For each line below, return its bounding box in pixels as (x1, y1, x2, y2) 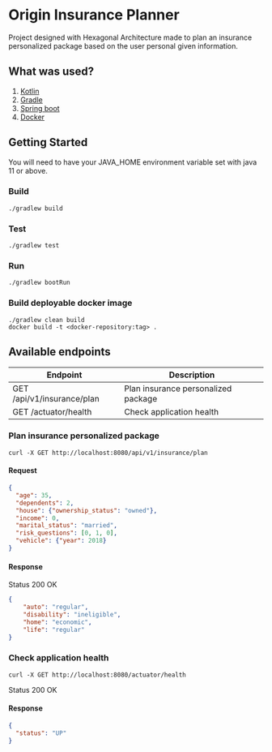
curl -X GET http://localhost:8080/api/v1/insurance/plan (8, 449, 208, 457)
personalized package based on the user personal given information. (8, 41, 239, 50)
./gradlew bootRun (8, 278, 70, 287)
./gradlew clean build (8, 316, 85, 324)
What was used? (8, 65, 95, 79)
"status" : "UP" (15, 728, 67, 737)
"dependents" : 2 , (15, 499, 74, 507)
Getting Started (8, 135, 88, 149)
